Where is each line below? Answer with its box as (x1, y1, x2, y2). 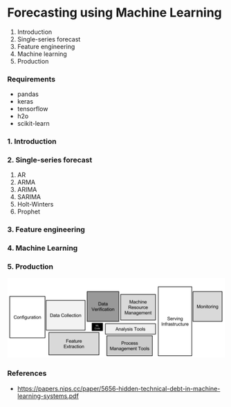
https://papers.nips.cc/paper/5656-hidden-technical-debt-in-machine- (17, 384, 221, 392)
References (7, 368, 47, 378)
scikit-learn (17, 120, 50, 128)
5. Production (7, 262, 54, 272)
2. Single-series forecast (7, 155, 93, 165)
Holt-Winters (17, 200, 54, 209)
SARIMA (17, 193, 41, 201)
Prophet (17, 207, 40, 216)
